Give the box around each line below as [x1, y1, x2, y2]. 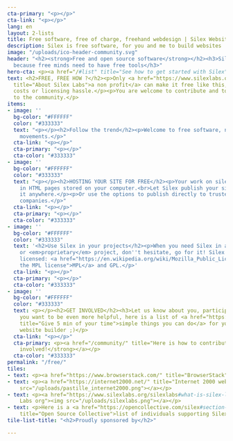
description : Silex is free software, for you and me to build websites [7, 42, 222, 49]
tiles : [7, 365, 26, 372]
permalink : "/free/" [7, 359, 67, 366]
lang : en [7, 23, 33, 30]
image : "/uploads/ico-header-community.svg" [7, 49, 138, 56]
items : [7, 101, 26, 108]
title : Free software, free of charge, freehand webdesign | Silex [7, 36, 207, 43]
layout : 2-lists [7, 29, 54, 37]
